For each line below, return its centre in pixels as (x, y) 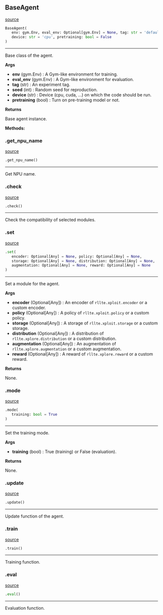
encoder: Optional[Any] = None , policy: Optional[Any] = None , (77, 256)
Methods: (15, 128)
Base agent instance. (26, 119)
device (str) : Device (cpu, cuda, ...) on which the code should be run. (82, 95)
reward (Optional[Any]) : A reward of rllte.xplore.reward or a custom (82, 354)
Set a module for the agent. (32, 284)
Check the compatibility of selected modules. (50, 220)
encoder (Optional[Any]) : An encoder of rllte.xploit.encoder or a (80, 303)
